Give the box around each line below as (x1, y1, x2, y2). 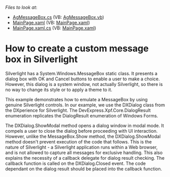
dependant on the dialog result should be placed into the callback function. (5, 165, 162, 172)
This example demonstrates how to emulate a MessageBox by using (5, 96, 148, 102)
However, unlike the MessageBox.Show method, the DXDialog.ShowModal (5, 133, 161, 139)
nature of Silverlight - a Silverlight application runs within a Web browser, (5, 144, 158, 150)
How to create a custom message (5, 43, 149, 54)
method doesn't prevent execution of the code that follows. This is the (5, 138, 152, 144)
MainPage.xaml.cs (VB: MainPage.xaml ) (12, 25, 96, 31)
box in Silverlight (5, 53, 78, 65)
